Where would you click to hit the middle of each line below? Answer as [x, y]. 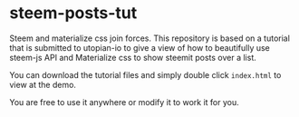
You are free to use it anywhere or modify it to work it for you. [124, 102]
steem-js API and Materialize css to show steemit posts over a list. [133, 57]
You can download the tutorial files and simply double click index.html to [145, 74]
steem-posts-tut [73, 13]
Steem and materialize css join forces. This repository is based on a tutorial [149, 38]
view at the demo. [43, 84]
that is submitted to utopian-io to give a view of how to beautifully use [140, 47]
